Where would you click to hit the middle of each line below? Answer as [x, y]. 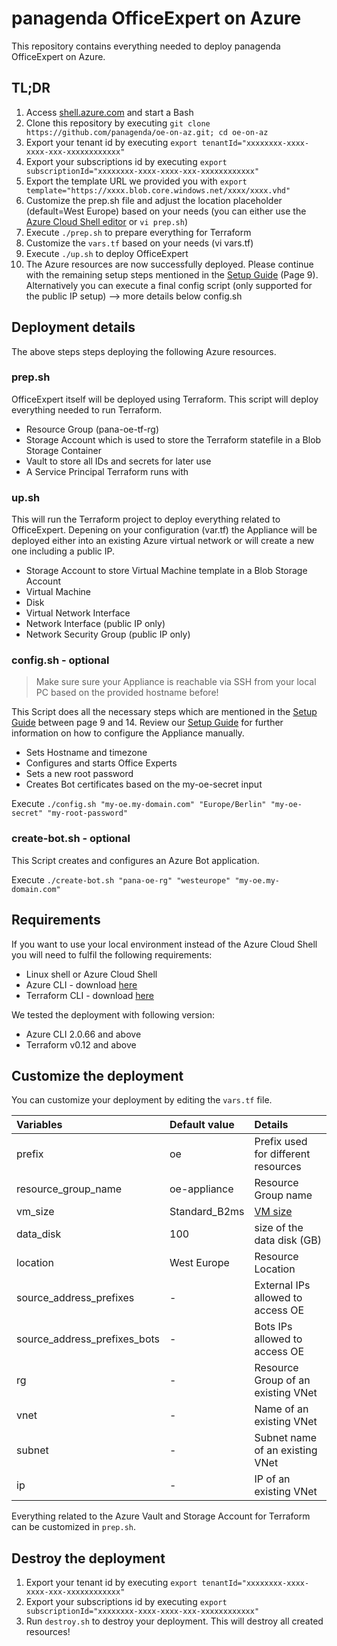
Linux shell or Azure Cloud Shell [91, 974]
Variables [39, 1125]
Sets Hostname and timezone [86, 753]
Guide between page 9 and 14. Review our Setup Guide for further [147, 723]
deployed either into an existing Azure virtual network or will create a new [163, 541]
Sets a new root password [79, 774]
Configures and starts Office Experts [101, 763]
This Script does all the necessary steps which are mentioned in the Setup [164, 712]
